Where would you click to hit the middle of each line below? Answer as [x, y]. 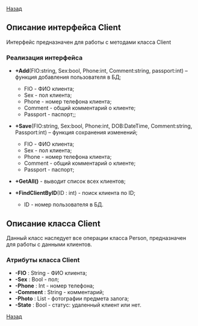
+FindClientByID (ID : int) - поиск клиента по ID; [75, 193]
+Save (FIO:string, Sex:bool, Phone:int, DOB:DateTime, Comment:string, [104, 126]
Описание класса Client [53, 223]
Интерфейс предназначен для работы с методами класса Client [89, 42]
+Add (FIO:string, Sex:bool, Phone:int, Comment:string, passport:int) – [101, 71]
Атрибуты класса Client [43, 260]
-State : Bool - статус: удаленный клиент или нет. [78, 305]
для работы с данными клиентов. [49, 244]
